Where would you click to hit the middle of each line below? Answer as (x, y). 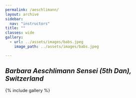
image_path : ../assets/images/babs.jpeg (57, 47)
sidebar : (14, 19)
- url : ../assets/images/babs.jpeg (47, 42)
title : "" (15, 28)
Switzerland (24, 79)
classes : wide (20, 33)
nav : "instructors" (30, 24)
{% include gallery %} (28, 91)
